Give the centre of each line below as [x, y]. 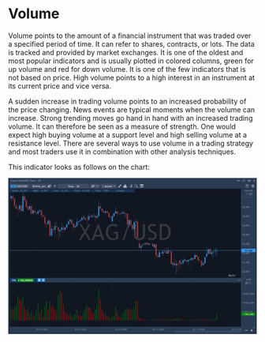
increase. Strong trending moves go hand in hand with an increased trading [131, 118]
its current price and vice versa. [60, 86]
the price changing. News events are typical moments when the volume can [132, 109]
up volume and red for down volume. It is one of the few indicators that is [127, 69]
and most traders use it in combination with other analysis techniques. [122, 152]
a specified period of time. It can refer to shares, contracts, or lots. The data [131, 43]
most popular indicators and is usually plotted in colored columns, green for [131, 61]
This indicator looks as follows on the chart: [79, 167]
